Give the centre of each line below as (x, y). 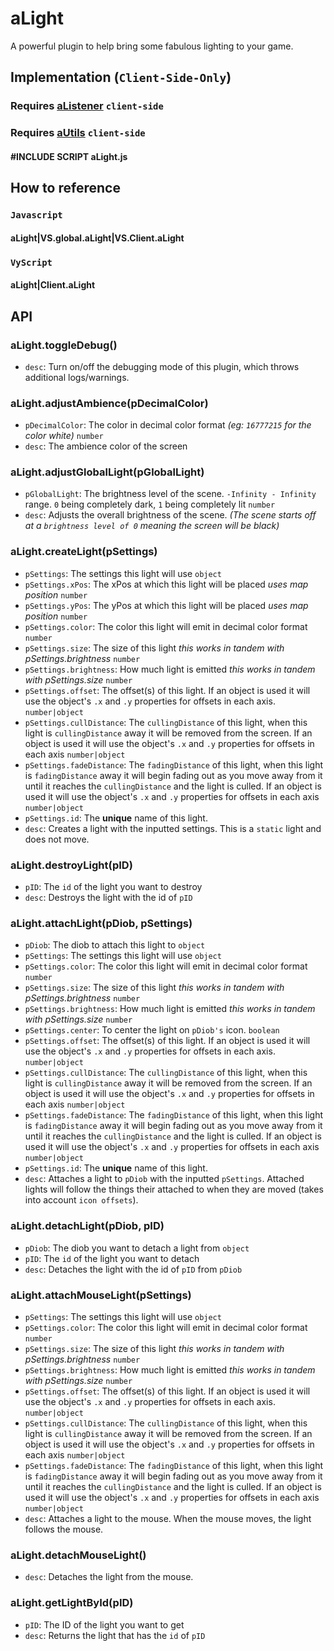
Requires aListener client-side (87, 106)
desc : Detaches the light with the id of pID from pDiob (133, 1269)
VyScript (31, 262)
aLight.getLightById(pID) (72, 1603)
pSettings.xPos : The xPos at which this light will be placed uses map (166, 584)
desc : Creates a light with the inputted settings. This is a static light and (173, 828)
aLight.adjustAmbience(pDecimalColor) (109, 403)
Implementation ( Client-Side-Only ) (121, 77)
